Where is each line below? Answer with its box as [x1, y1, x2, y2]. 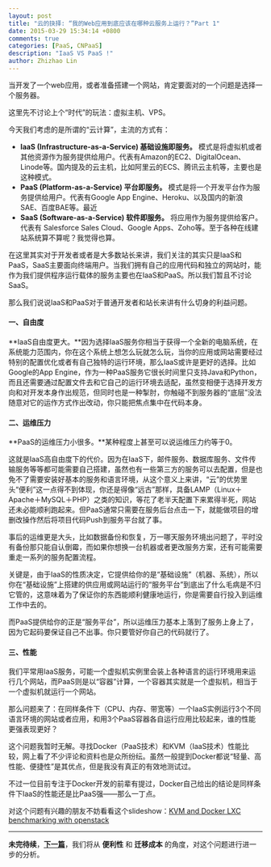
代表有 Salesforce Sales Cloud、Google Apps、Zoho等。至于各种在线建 [19, 222, 259, 232]
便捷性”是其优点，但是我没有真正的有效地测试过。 [29, 762, 196, 772]
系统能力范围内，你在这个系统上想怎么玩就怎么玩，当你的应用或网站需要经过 [8, 347, 263, 357]
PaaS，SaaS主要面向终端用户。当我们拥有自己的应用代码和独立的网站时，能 [8, 260, 262, 269]
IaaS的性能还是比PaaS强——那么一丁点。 [22, 789, 161, 799]
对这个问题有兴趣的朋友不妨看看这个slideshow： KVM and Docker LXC [8, 806, 241, 816]
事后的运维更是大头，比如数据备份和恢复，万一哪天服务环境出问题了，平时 [8, 532, 256, 542]
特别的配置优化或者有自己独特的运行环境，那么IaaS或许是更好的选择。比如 [8, 357, 256, 367]
